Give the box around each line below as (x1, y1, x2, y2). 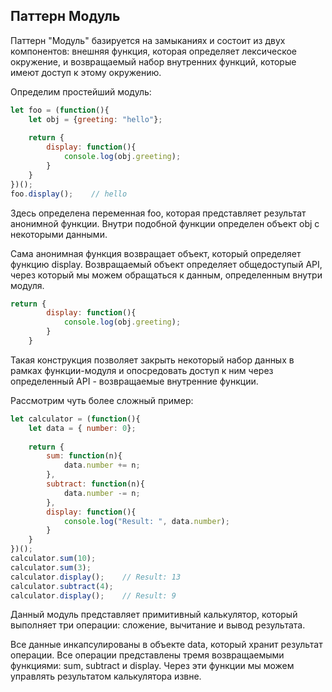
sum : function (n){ (46, 451, 123, 461)
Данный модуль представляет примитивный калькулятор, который (10, 609, 298, 621)
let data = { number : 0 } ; (28, 423, 137, 433)
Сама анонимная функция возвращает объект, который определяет (10, 247, 302, 259)
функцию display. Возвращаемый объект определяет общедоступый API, (10, 258, 323, 270)
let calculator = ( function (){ (10, 414, 141, 424)
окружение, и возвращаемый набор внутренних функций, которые (10, 55, 297, 68)
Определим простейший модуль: (10, 85, 152, 98)
